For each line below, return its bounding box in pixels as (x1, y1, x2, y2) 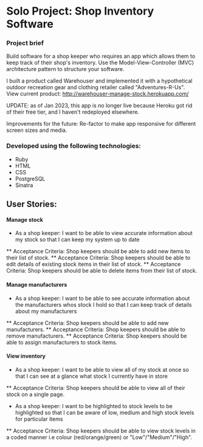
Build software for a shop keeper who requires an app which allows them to (6, 53, 196, 60)
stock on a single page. (6, 391, 65, 398)
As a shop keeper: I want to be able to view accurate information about (15, 230, 193, 237)
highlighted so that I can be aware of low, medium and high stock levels (15, 409, 194, 416)
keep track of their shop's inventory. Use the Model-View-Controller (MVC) (6, 59, 194, 66)
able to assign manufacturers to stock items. (6, 338, 117, 346)
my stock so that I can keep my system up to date (15, 236, 140, 244)
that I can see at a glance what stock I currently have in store (15, 372, 168, 380)
